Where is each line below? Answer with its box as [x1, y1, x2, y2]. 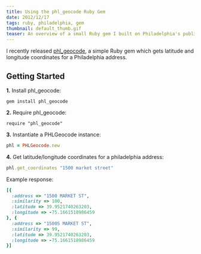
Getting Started [6, 71, 65, 81]
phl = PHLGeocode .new [6, 142, 60, 148]
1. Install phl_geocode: [6, 87, 62, 94]
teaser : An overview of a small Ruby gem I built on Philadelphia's [6, 31, 181, 37]
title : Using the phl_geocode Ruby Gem [6, 8, 106, 15]
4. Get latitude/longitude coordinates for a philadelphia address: [6, 153, 164, 160]
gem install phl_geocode [6, 98, 68, 105]
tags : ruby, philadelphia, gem [6, 20, 84, 26]
